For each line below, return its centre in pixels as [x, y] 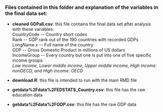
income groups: [28, 61]
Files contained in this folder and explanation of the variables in [82, 7]
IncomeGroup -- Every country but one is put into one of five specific [82, 55]
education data [27, 95]
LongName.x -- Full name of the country [53, 45]
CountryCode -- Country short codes [50, 34]
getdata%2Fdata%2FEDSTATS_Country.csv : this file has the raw [79, 90]
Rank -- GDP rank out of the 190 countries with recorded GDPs [75, 40]
